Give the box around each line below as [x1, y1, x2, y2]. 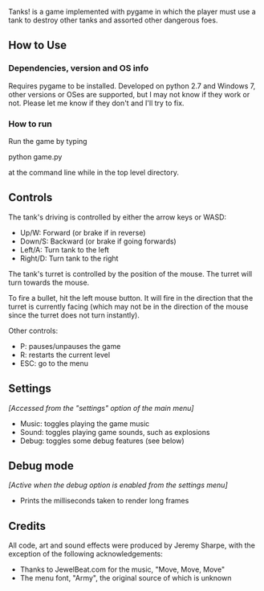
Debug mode [8, 459, 75, 473]
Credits [8, 519, 47, 533]
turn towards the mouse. [8, 277, 90, 287]
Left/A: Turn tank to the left [19, 244, 110, 254]
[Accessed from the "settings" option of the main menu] [8, 403, 194, 412]
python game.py [8, 152, 63, 162]
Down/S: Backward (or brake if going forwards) [19, 236, 177, 246]
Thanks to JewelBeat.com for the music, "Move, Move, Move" [19, 564, 225, 574]
